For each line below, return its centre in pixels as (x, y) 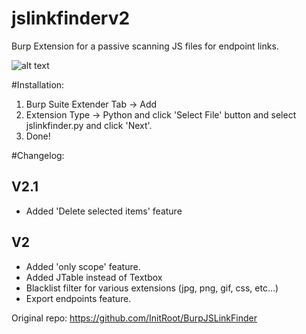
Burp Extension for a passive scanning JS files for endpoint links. (145, 46)
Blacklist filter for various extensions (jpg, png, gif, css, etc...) (152, 288)
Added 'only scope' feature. (83, 266)
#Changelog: (38, 155)
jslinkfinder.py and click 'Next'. (89, 125)
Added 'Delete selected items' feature (104, 211)
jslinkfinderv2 (71, 18)
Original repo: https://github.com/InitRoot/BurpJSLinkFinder (134, 318)
